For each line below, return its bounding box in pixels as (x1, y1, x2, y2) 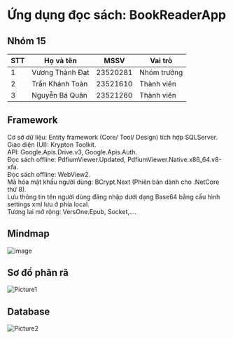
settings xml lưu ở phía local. (7, 200, 90, 208)
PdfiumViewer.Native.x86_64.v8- (127, 155, 222, 164)
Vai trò (150, 56, 173, 65)
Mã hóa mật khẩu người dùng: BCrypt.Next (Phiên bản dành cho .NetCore (7, 178, 220, 186)
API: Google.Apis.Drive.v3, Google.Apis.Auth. (7, 147, 138, 156)
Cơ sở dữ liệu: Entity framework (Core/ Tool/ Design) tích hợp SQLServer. (7, 133, 218, 141)
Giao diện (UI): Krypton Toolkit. (7, 140, 97, 149)
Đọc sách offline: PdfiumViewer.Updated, (7, 155, 126, 164)
